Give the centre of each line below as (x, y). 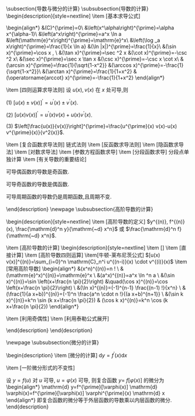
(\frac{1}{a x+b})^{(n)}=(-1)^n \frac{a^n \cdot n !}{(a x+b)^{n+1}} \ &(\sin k (95, 294)
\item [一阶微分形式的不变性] (40, 368)
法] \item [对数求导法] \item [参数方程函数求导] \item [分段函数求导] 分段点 (95, 152)
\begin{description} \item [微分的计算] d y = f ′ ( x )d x (67, 355)
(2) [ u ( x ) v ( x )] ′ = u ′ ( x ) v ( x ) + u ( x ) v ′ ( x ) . (49, 115)
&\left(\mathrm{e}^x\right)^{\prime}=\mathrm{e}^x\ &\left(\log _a (83, 40)
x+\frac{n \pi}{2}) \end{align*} (42, 307)
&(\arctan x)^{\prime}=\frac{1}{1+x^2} (87, 71)
